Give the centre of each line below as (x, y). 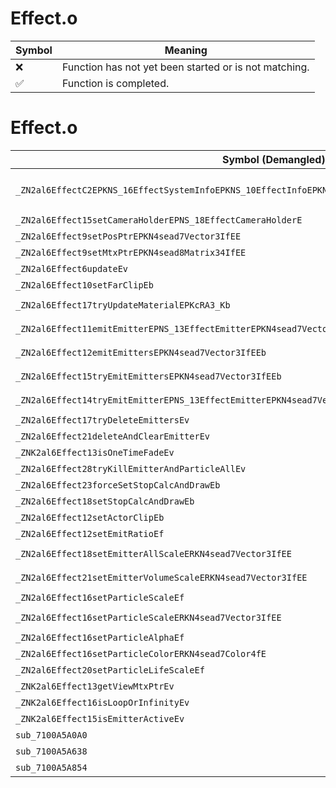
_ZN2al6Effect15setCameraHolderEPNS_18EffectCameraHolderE (159, 220)
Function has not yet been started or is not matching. (185, 67)
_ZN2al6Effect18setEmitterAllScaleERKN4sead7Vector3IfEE (153, 553)
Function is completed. (115, 83)
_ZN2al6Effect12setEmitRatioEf (90, 533)
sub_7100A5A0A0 (51, 735)
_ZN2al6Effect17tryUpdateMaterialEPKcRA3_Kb (123, 305)
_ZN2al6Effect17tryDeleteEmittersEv (102, 420)
